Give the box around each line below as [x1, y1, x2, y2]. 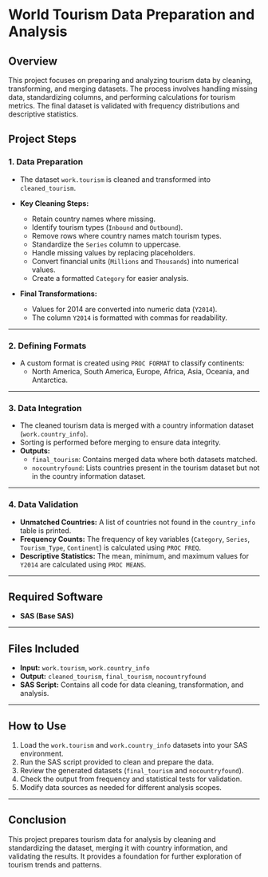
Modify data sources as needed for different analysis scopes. [19, 783, 222, 792]
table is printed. [19, 525, 72, 535]
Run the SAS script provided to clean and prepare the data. [19, 757, 214, 767]
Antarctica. [31, 375, 69, 385]
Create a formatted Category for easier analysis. [31, 273, 189, 282]
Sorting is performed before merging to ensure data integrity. [19, 437, 221, 448]
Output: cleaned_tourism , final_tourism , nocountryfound [19, 672, 207, 681]
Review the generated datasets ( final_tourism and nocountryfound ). [19, 766, 244, 776]
